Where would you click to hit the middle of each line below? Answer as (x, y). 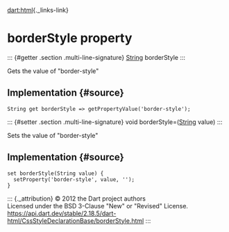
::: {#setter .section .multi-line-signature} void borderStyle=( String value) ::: (115, 122)
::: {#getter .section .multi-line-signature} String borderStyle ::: (96, 57)
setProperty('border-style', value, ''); (74, 179)
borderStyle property (70, 38)
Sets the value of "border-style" (53, 135)
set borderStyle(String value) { (56, 173)
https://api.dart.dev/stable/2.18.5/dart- (62, 213)
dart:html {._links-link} (38, 10)
